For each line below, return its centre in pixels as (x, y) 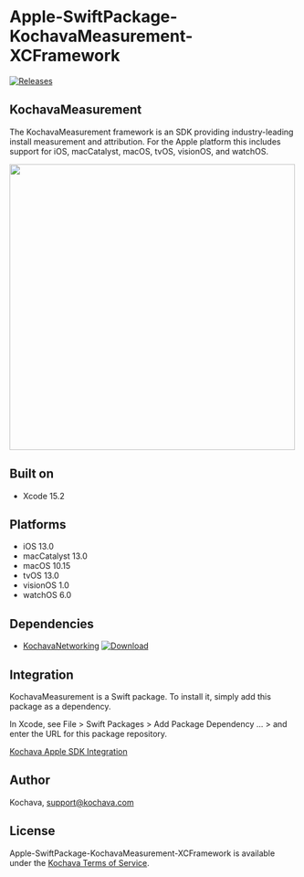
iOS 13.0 (38, 547)
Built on (32, 474)
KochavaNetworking (61, 646)
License (32, 831)
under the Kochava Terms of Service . (80, 862)
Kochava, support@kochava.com (72, 802)
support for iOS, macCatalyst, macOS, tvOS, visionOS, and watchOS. (139, 151)
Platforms (38, 524)
